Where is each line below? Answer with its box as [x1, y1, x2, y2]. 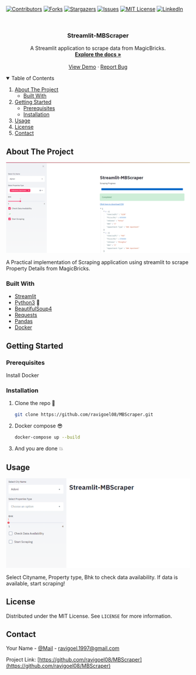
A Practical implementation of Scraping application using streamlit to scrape [6, 259, 188, 266]
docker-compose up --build [14, 434, 80, 440]
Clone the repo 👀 [14, 400, 55, 407]
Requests [14, 311, 37, 318]
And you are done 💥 [14, 445, 64, 452]
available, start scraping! [6, 580, 65, 587]
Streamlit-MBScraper [66, 31, 129, 39]
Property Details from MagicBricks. [6, 265, 90, 272]
